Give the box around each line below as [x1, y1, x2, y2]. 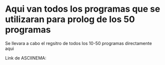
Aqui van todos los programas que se [5, 3, 161, 15]
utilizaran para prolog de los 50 [5, 14, 135, 25]
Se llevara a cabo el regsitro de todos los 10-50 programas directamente [5, 40, 152, 46]
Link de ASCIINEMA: [5, 55, 47, 61]
